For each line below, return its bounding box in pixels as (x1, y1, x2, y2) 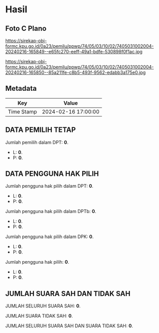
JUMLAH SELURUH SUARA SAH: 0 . (5, 303, 81, 309)
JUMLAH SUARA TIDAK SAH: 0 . (5, 313, 73, 319)
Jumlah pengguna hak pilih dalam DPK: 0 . (5, 233, 94, 240)
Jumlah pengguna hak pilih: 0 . (5, 259, 69, 265)
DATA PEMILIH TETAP (5, 126, 76, 134)
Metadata (5, 84, 37, 93)
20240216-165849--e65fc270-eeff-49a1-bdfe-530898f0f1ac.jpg (5, 49, 143, 54)
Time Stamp (8, 108, 37, 115)
